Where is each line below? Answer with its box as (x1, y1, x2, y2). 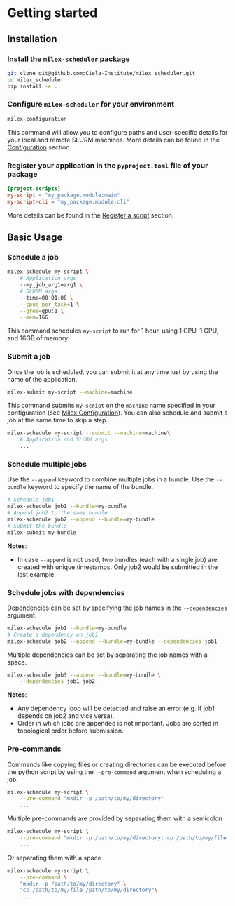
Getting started (7, 5, 98, 21)
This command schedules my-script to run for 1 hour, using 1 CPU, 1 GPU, (7, 326, 219, 335)
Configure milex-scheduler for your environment (7, 100, 175, 109)
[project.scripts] (7, 185, 61, 192)
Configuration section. (7, 142, 72, 152)
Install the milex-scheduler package (7, 54, 131, 64)
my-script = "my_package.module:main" (7, 192, 120, 199)
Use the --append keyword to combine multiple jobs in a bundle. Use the (7, 475, 215, 484)
